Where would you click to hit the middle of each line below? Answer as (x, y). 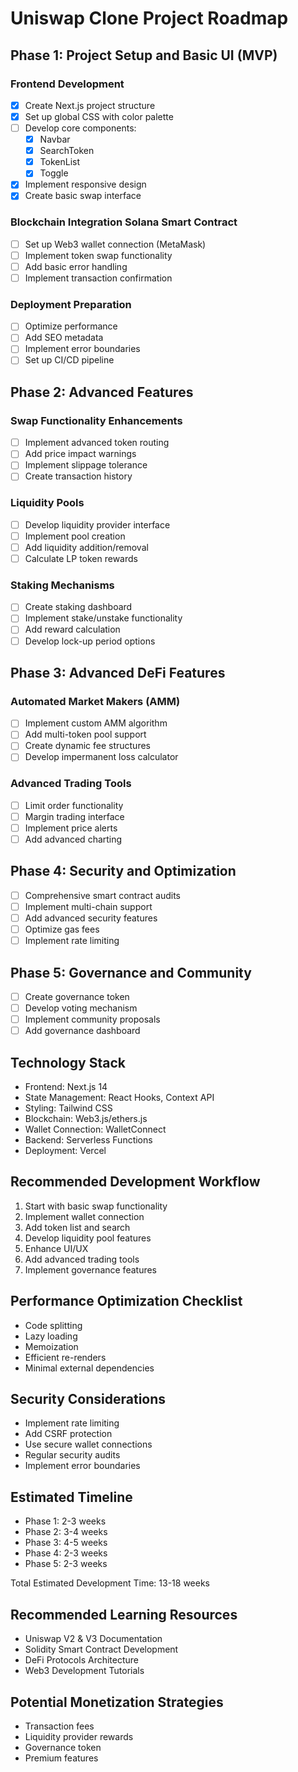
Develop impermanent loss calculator (101, 757)
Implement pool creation (75, 536)
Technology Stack (68, 1062)
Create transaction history (78, 476)
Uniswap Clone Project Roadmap (149, 18)
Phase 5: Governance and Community (131, 972)
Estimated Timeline (71, 1497)
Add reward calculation (72, 629)
